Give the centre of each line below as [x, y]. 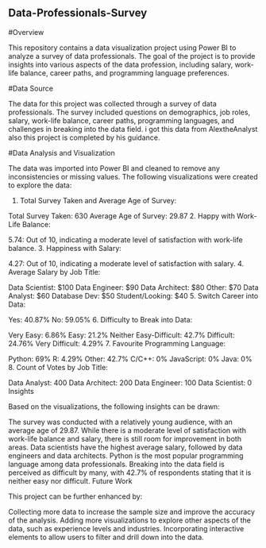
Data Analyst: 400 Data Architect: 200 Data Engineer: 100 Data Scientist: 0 [130, 382]
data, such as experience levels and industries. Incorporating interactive [126, 528]
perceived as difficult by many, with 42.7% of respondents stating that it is [130, 473]
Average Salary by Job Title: [54, 272]
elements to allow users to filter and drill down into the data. [106, 537]
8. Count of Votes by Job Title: [58, 367]
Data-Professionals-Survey [78, 13]
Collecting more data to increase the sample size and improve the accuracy [132, 511]
